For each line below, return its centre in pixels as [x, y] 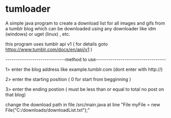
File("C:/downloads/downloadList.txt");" [47, 110]
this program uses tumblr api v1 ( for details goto [56, 44]
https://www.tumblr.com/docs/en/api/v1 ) [49, 49]
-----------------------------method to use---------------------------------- [86, 59]
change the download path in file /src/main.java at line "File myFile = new [83, 104]
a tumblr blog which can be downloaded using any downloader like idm [81, 28]
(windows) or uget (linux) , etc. [38, 34]
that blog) [16, 94]
